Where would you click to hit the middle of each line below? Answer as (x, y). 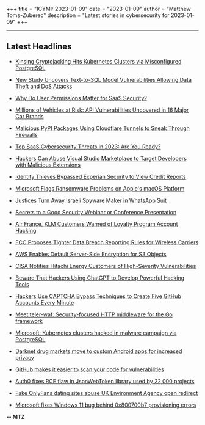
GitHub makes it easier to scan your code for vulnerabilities (90, 369)
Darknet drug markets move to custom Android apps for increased (99, 351)
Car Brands (29, 116)
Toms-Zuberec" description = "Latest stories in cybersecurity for (88, 15)
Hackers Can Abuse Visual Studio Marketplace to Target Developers (101, 158)
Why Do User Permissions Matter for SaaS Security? (81, 98)
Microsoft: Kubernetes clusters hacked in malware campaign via (96, 333)
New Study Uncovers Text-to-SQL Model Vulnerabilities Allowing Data (103, 79)
